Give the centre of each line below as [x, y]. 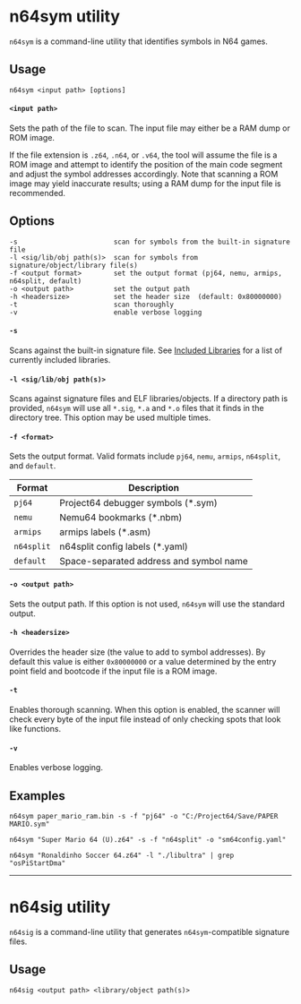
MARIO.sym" [30, 824]
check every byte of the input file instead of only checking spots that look [145, 719]
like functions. [35, 728]
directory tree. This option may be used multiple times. [110, 417]
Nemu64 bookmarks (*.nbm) [121, 518]
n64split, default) [46, 281]
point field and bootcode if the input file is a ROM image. [113, 671]
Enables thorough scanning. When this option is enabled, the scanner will [145, 709]
